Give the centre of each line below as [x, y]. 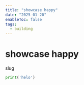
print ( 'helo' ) [20, 78]
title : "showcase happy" [32, 10]
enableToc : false [24, 19]
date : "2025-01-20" [26, 15]
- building [21, 29]
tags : [11, 24]
